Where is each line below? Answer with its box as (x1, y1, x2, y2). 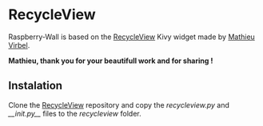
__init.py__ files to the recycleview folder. (8, 108, 141, 118)
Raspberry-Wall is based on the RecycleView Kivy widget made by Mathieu (8, 32, 256, 41)
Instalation (8, 79, 62, 93)
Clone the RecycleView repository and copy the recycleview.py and (8, 100, 229, 109)
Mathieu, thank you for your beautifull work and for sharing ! (8, 56, 213, 65)
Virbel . (8, 40, 30, 49)
